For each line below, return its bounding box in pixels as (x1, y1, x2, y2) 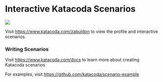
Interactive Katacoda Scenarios (5, 3, 136, 15)
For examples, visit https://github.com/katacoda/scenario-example (5, 71, 139, 77)
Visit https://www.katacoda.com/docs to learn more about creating (5, 57, 140, 63)
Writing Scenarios (5, 46, 49, 52)
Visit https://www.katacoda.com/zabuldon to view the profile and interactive (5, 28, 159, 34)
